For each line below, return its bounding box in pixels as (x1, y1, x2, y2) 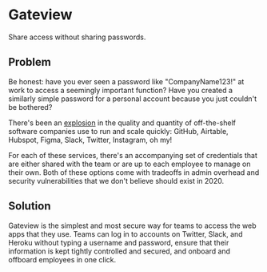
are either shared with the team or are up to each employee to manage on (8, 159, 251, 168)
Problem (8, 55, 52, 69)
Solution (8, 199, 51, 213)
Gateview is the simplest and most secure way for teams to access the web (8, 221, 257, 230)
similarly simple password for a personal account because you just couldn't (8, 94, 257, 104)
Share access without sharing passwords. (8, 32, 146, 42)
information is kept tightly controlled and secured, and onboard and (8, 246, 230, 256)
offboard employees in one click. (8, 254, 117, 264)
